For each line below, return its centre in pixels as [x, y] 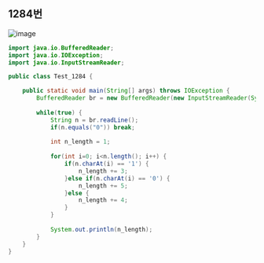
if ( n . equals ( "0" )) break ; [92, 127]
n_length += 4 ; [103, 200]
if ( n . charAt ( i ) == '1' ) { [106, 164]
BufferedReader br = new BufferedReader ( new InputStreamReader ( [144, 98]
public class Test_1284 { [50, 77]
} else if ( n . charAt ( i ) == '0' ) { [117, 178]
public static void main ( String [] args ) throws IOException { [126, 91]
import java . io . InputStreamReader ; [66, 62]
